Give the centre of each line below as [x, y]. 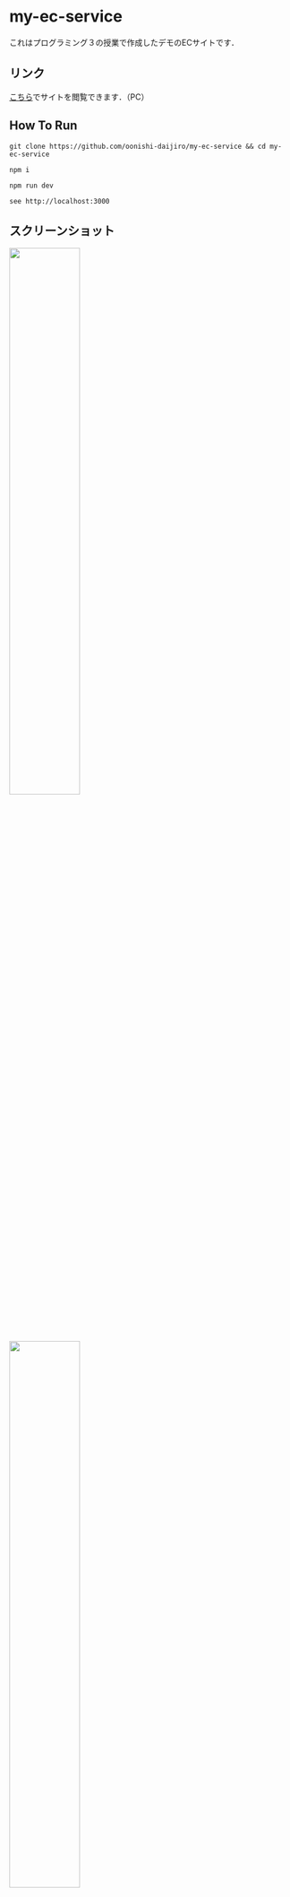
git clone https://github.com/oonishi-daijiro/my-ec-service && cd [138, 146]
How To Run [43, 126]
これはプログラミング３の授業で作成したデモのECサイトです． [124, 42]
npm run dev [31, 186]
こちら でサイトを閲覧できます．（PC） [79, 97]
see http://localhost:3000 [60, 201]
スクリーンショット [62, 231]
